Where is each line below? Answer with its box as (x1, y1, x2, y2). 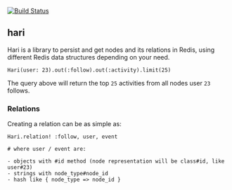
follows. (7, 86, 30, 95)
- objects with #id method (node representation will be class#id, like (7, 158, 225, 165)
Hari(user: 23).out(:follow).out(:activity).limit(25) (7, 67, 172, 74)
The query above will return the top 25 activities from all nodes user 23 (7, 79, 211, 87)
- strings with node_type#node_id (7, 170, 109, 177)
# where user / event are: (7, 146, 86, 153)
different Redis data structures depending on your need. (7, 53, 170, 61)
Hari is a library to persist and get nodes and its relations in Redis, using (7, 46, 215, 54)
